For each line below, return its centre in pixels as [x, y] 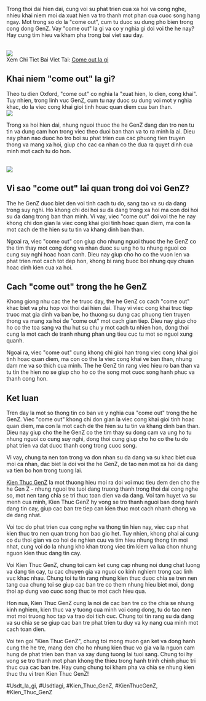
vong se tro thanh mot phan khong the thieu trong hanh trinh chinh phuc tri [101, 661]
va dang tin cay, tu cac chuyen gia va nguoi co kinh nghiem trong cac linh [100, 572]
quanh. [15, 341]
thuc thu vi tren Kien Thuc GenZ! [48, 674]
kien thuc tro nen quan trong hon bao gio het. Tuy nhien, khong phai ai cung [102, 534]
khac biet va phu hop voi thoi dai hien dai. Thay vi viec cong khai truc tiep [100, 308]
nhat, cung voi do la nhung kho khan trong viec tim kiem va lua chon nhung [101, 547]
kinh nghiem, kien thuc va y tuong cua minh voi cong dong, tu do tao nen [99, 610]
